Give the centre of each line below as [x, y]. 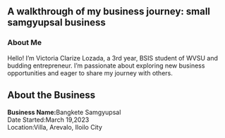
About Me [25, 43]
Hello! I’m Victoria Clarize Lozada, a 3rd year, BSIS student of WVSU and [113, 58]
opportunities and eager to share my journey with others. [90, 73]
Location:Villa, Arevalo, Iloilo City [55, 127]
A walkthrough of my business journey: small [109, 12]
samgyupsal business [56, 23]
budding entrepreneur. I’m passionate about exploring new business [106, 65]
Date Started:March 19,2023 [48, 120]
